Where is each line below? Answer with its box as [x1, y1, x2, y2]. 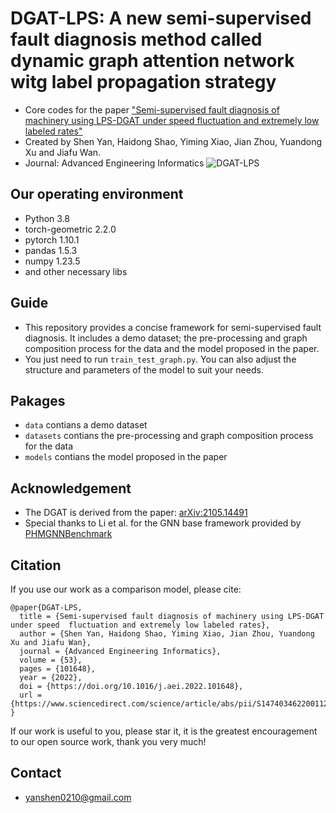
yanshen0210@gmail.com [24, 791, 132, 803]
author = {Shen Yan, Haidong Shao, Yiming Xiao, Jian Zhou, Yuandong [19, 629, 315, 639]
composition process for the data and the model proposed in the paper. [24, 342, 320, 354]
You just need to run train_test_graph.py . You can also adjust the [24, 353, 297, 365]
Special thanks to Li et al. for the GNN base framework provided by [24, 517, 302, 529]
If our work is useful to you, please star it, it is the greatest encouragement [10, 725, 318, 737]
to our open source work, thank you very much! [10, 736, 207, 747]
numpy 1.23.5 [24, 255, 81, 267]
